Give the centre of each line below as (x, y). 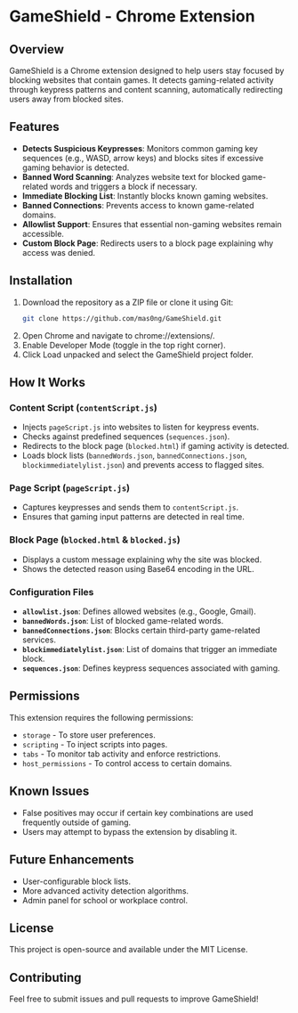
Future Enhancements (72, 860)
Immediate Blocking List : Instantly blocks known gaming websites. (145, 196)
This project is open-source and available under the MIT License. (129, 950)
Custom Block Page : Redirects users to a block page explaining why (148, 243)
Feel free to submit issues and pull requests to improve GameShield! (134, 999)
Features (34, 127)
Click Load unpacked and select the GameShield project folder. (137, 355)
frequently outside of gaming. (77, 822)
